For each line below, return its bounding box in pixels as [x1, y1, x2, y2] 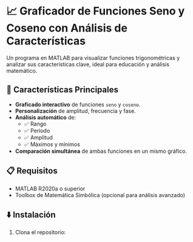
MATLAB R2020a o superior [15, 185, 86, 192]
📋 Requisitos [6, 166, 58, 176]
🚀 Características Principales [6, 85, 118, 95]
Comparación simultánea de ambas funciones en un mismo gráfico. [15, 147, 187, 155]
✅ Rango [24, 120, 47, 127]
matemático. [6, 67, 38, 74]
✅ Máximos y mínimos [24, 140, 81, 148]
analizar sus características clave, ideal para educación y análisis [6, 61, 170, 68]
